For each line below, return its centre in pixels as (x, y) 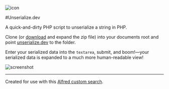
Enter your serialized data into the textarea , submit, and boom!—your (77, 52)
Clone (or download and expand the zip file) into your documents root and (82, 37)
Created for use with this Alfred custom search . (54, 81)
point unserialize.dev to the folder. (41, 42)
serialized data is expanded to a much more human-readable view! (74, 57)
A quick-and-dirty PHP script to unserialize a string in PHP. (66, 27)
